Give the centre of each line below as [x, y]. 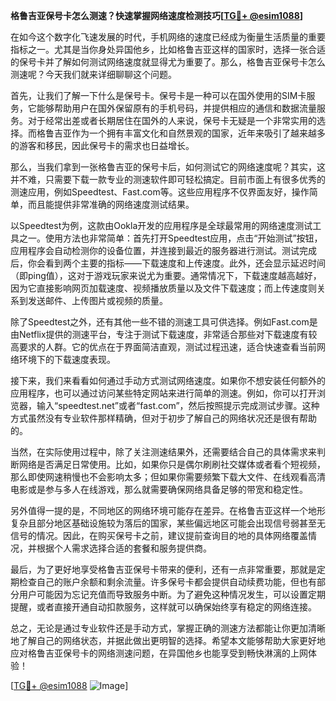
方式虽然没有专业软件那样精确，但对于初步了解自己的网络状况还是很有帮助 [163, 418]
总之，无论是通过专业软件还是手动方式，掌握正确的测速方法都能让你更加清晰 [168, 628]
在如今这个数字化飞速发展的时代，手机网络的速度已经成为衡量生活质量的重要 [168, 37]
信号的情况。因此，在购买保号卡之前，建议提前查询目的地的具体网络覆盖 [159, 535]
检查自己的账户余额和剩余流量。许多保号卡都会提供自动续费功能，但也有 [167, 582]
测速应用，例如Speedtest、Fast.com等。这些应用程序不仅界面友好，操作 [160, 192]
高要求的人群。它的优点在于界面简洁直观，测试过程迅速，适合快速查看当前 [163, 347]
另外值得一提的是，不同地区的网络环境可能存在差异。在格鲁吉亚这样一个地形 [168, 510]
